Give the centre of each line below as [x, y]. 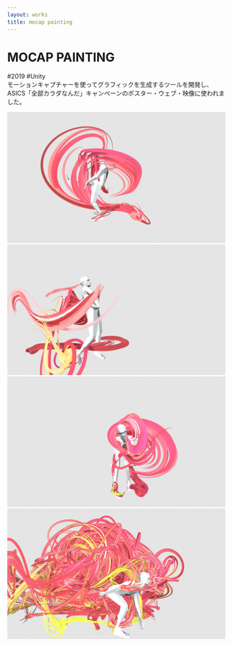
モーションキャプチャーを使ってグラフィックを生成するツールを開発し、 [110, 85]
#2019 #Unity [27, 76]
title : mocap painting [40, 22]
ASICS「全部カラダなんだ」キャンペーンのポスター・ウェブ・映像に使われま [116, 93]
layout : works [28, 15]
